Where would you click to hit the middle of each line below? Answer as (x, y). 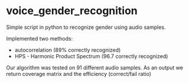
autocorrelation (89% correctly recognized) (68, 50)
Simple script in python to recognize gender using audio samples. (86, 27)
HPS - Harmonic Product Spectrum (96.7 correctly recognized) (91, 56)
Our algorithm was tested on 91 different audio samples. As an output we (94, 67)
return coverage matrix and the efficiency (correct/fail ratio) (79, 74)
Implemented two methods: (39, 38)
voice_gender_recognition (72, 11)
